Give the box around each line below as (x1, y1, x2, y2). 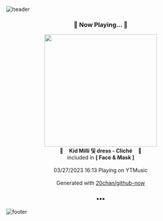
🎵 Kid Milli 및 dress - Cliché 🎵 (59, 147, 142, 155)
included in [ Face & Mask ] (67, 154, 135, 161)
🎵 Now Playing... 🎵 (73, 20, 128, 29)
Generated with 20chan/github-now (56, 180, 145, 187)
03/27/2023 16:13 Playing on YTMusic (53, 166, 148, 174)
